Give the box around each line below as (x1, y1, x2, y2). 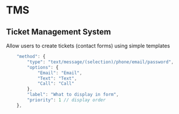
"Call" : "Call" (37, 81, 75, 87)
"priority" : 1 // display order (27, 97, 106, 103)
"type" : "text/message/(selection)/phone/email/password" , (27, 59, 174, 65)
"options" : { (27, 64, 59, 70)
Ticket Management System (6, 27, 111, 37)
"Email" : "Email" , (37, 70, 82, 76)
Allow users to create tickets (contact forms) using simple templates (6, 42, 170, 49)
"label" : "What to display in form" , (27, 92, 119, 98)
